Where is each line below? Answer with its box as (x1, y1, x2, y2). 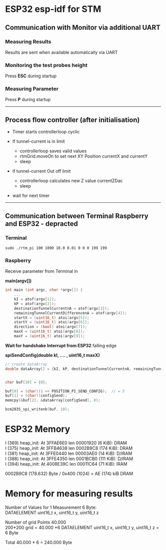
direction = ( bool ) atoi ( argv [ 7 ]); (14, 324, 87, 329)
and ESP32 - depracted (5, 219, 78, 228)
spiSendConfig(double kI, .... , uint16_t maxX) (5, 352, 100, 358)
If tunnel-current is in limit (12, 138, 65, 144)
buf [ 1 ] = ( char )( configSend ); (5, 393, 68, 398)
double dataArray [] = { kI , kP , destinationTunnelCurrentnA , (5, 366, 132, 371)
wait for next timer (12, 192, 50, 199)
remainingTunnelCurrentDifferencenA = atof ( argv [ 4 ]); (14, 310, 127, 315)
